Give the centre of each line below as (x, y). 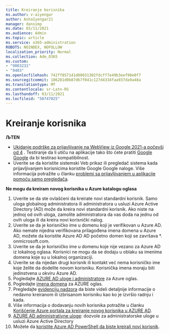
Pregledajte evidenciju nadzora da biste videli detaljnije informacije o (84, 289)
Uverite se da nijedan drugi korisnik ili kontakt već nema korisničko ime (87, 263)
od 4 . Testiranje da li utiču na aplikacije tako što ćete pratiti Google (82, 152)
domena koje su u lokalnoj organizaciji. (53, 257)
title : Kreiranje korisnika (35, 10)
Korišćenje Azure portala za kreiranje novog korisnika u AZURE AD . (82, 311)
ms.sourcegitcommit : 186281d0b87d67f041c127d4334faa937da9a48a (73, 80)
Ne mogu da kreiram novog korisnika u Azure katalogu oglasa (71, 189)
